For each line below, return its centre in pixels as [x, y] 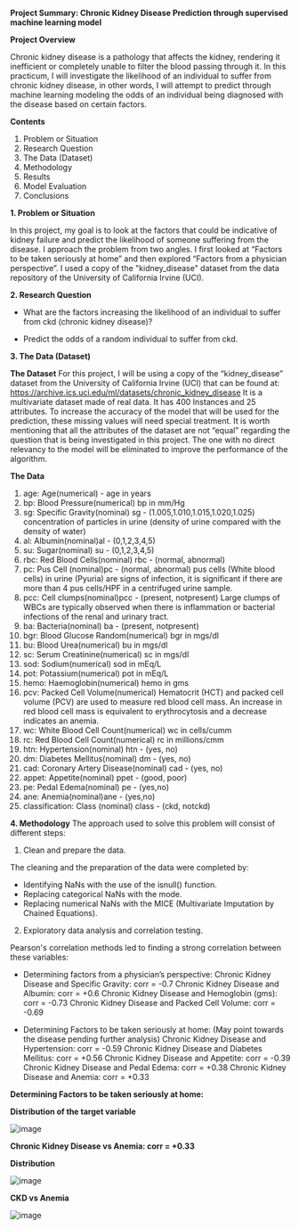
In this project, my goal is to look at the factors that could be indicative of [144, 230]
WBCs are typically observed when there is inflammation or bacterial [149, 607]
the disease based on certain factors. [79, 104]
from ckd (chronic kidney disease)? [88, 322]
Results [36, 177]
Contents [28, 121]
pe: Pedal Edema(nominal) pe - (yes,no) [96, 787]
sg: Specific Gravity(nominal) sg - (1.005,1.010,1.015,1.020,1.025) [139, 512]
